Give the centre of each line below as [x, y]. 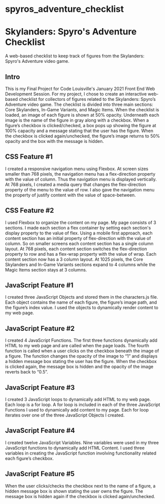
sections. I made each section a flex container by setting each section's [78, 228]
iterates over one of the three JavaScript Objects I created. [65, 415]
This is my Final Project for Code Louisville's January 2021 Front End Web [80, 89]
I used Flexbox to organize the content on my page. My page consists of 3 [81, 222]
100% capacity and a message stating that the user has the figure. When [79, 131]
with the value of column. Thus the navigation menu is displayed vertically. [81, 179]
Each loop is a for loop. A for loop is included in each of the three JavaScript [83, 405]
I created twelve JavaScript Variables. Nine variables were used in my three [82, 442]
